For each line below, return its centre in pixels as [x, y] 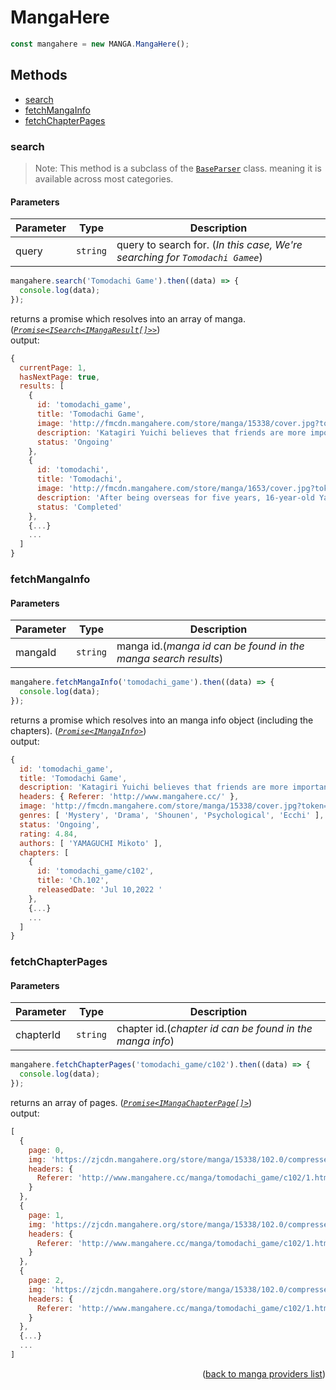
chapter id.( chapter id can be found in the [214, 1029]
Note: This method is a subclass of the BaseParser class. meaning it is [178, 168]
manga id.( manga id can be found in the [210, 646]
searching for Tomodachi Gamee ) [189, 258]
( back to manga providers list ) [263, 1373]
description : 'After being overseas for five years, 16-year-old [175, 497]
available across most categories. [104, 178]
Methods [39, 75]
